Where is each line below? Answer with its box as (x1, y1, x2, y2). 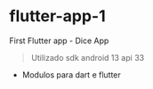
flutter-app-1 (9, 6, 106, 26)
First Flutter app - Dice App (9, 35, 109, 46)
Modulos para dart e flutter (21, 69, 122, 80)
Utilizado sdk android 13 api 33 (30, 52, 145, 63)
